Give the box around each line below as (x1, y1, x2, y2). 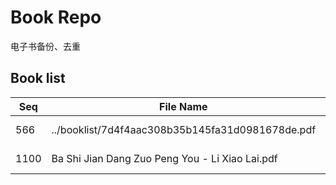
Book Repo (10, 6, 102, 29)
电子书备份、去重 (10, 40, 81, 52)
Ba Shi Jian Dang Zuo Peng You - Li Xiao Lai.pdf (51, 151, 278, 165)
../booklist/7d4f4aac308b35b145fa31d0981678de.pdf (51, 122, 317, 136)
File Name (159, 99, 208, 113)
